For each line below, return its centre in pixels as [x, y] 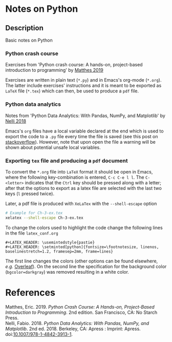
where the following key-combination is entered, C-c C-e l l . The [75, 177]
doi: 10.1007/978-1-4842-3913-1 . [39, 334]
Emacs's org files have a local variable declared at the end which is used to [84, 131]
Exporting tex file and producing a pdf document [67, 161]
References [30, 292]
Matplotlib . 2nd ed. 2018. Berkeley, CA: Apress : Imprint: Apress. [73, 329]
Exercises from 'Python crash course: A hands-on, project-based [74, 65]
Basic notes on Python [29, 40]
